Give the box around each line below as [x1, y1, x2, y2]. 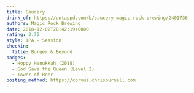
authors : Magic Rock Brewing [6, 20, 81, 26]
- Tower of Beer [12, 72, 53, 78]
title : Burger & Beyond [12, 49, 72, 55]
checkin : [6, 43, 29, 50]
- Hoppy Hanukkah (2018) [12, 60, 76, 66]
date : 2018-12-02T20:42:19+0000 [6, 26, 89, 32]
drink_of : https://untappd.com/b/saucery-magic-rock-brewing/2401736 [6, 15, 188, 21]
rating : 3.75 [6, 32, 40, 38]
